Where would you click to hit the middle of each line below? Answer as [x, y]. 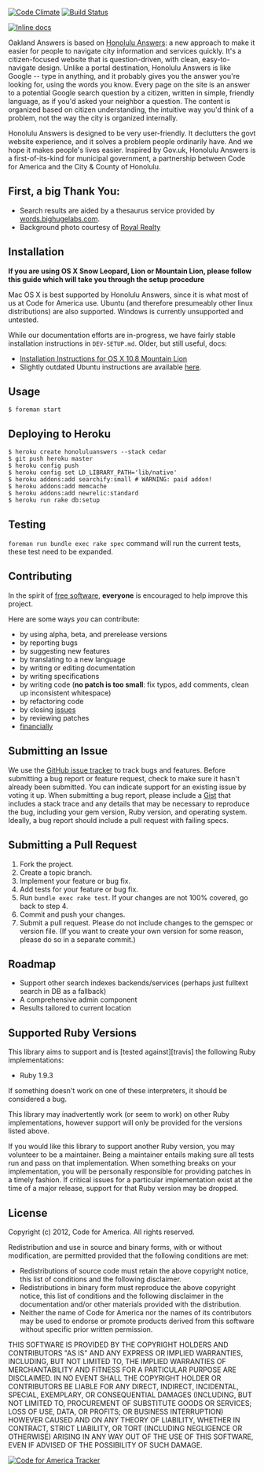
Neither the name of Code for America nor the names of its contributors [136, 1312]
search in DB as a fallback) [63, 992]
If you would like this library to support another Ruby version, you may [122, 1147]
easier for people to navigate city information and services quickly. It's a [125, 51]
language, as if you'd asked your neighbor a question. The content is [119, 101]
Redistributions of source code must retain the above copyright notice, [134, 1270]
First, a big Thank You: [64, 192]
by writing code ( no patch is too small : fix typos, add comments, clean [134, 684]
